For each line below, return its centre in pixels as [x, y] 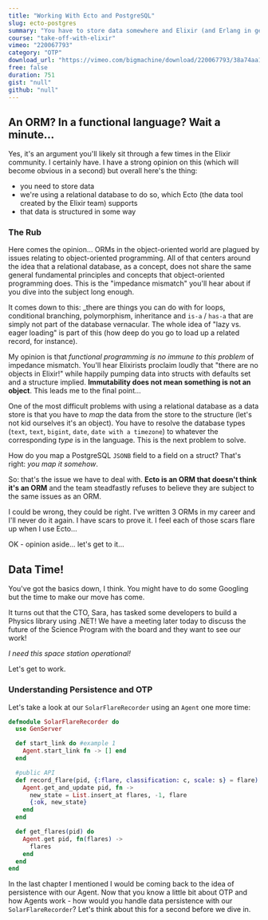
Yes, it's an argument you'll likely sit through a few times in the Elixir [120, 154]
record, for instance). [43, 342]
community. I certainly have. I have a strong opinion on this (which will [124, 162]
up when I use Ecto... [43, 529]
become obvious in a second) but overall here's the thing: [103, 171]
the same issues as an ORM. [55, 496]
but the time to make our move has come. [77, 597]
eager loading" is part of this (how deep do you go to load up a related [124, 333]
